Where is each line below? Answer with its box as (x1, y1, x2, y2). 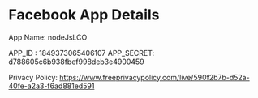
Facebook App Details (8, 6, 160, 24)
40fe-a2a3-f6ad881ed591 (8, 81, 95, 91)
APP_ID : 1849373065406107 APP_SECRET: (8, 48, 155, 58)
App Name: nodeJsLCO (8, 32, 88, 42)
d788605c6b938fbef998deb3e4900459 (8, 57, 144, 66)
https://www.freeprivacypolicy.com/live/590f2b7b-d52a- (59, 72, 250, 82)
